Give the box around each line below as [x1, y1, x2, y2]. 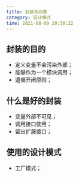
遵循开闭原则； [14, 76, 52, 83]
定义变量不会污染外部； [14, 61, 73, 68]
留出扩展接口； [14, 128, 52, 135]
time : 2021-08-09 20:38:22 [6, 20, 74, 26]
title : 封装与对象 [6, 8, 48, 15]
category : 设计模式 [6, 14, 51, 21]
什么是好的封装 [6, 95, 62, 106]
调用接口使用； [14, 120, 52, 127]
